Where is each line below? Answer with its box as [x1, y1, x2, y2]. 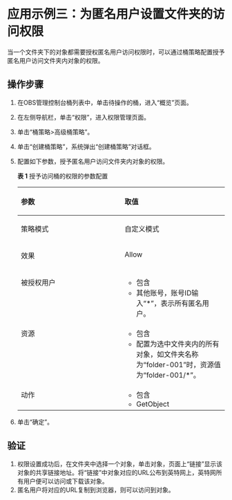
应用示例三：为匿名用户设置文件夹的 [7, 6, 213, 22]
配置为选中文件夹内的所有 [136, 339, 220, 349]
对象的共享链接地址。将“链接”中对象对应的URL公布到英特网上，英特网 [17, 468, 216, 476]
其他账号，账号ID [136, 288, 192, 297]
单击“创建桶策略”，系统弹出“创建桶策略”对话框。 [17, 142, 155, 151]
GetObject [136, 399, 170, 409]
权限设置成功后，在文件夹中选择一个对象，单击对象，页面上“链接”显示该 [17, 459, 223, 467]
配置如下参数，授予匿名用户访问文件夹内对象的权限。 [17, 157, 169, 165]
